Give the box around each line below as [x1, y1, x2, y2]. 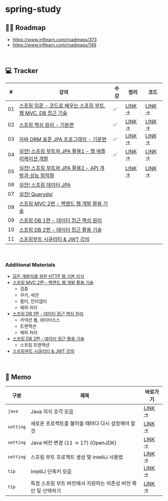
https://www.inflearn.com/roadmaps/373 [12, 36, 97, 42]
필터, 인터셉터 [19, 298, 47, 304]
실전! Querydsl [19, 191, 53, 198]
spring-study [5, 3, 61, 15]
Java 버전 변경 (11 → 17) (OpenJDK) [30, 439, 116, 446]
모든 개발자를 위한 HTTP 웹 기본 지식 [12, 273, 84, 279]
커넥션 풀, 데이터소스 [19, 317, 60, 323]
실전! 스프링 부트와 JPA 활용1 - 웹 [19, 147, 95, 154]
